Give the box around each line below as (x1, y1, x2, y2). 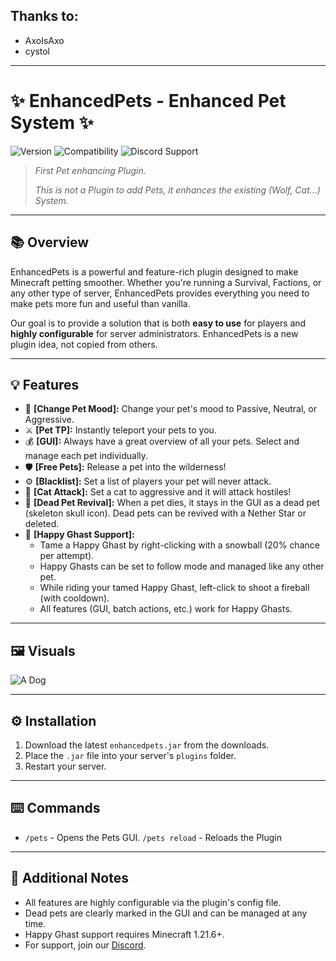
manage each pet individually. (24, 450, 149, 462)
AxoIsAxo (24, 34, 65, 46)
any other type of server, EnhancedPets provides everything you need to (10, 287, 310, 299)
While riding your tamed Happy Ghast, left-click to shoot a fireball (39, 582, 310, 594)
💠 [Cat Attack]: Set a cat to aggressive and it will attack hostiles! (24, 486, 292, 498)
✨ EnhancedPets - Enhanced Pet (10, 90, 287, 112)
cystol (24, 45, 51, 57)
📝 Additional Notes (10, 870, 129, 887)
